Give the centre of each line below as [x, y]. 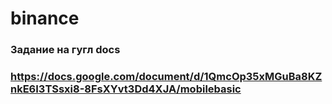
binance [45, 18]
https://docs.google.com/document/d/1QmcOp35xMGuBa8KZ [166, 77]
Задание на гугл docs [65, 50]
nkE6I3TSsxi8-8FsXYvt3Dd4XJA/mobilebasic [126, 89]
